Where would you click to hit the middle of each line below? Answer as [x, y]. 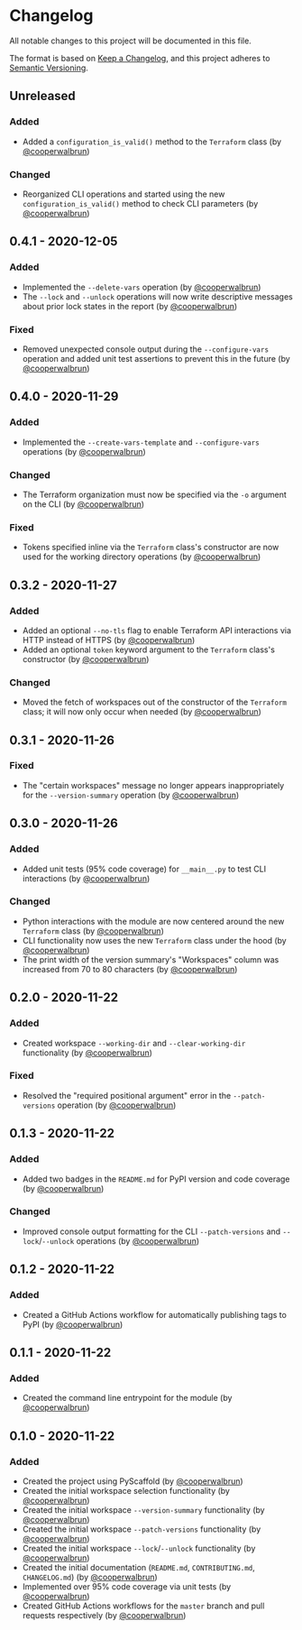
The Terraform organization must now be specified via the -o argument [154, 494]
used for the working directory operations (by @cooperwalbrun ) [142, 557]
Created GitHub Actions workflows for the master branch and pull [143, 1606]
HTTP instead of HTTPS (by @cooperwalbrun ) [109, 640]
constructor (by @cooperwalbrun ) [86, 658]
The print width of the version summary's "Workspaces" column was [151, 959]
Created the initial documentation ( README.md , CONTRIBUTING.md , [138, 1567]
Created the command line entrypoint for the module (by [127, 1398]
